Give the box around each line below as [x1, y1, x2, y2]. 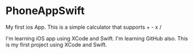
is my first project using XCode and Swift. [5, 41, 108, 48]
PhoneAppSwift [5, 4, 85, 18]
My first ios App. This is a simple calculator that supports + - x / [5, 23, 162, 31]
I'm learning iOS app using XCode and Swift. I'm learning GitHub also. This [5, 35, 188, 42]
